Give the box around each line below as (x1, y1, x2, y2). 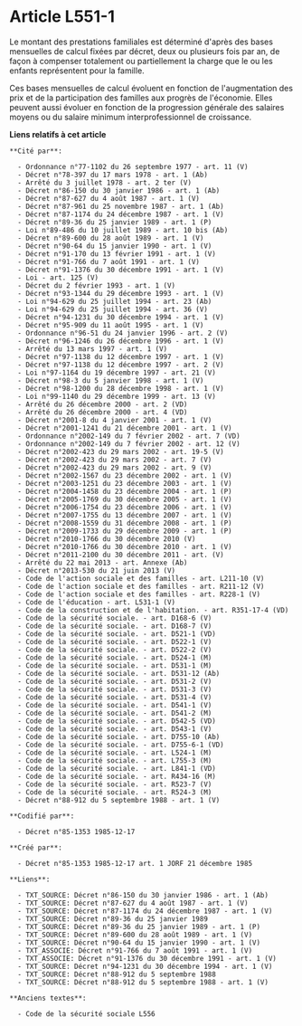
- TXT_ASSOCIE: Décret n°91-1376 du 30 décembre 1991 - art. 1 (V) (17, 954, 278, 963)
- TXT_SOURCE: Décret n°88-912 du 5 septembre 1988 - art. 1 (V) (17, 977, 269, 987)
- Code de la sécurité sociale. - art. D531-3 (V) (17, 685, 212, 694)
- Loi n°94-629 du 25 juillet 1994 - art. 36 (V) (17, 305, 208, 314)
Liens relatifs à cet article (9, 128, 107, 139)
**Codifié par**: (9, 812, 75, 821)
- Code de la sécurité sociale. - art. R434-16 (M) (17, 772, 217, 781)
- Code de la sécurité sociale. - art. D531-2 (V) (17, 677, 212, 686)
